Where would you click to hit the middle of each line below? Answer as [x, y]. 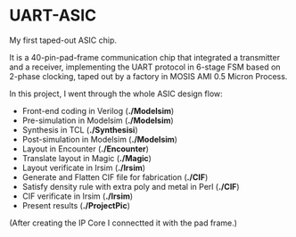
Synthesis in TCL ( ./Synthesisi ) [80, 129]
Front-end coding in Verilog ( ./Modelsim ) [98, 110]
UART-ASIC [53, 16]
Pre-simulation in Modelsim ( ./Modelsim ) [98, 120]
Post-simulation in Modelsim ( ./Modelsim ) [100, 139]
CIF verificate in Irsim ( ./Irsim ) [78, 196]
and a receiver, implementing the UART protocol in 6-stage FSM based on [145, 67]
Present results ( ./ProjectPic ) [76, 205]
